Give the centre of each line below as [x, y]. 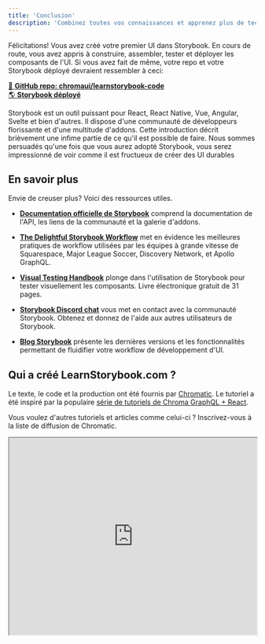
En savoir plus [43, 179]
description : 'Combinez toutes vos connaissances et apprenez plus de [126, 23]
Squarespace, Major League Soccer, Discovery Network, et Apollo [127, 254]
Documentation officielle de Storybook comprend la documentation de [136, 214]
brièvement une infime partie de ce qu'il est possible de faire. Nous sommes [132, 138]
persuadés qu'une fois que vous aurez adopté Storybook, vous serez [120, 146]
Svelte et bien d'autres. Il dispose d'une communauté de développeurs [123, 121]
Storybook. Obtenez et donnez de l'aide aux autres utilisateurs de [126, 318]
